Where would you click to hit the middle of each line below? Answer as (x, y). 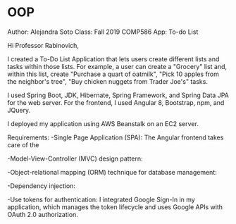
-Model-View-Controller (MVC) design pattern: (75, 158)
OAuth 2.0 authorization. (43, 214)
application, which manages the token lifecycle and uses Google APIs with (115, 207)
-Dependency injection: (42, 186)
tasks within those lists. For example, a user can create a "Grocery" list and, (117, 66)
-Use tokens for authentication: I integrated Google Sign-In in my (101, 199)
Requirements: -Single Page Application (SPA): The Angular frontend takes (116, 137)
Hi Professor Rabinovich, (43, 45)
